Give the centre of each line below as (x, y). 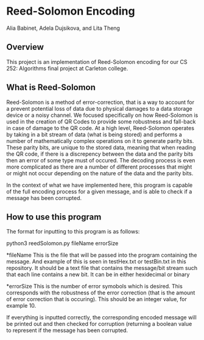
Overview (25, 47)
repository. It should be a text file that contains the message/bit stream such (102, 268)
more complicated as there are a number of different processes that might (99, 167)
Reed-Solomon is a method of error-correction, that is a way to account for (100, 102)
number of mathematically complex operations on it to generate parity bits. (100, 141)
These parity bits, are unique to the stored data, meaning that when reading (101, 147)
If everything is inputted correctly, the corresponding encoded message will (101, 317)
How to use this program (54, 217)
